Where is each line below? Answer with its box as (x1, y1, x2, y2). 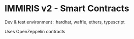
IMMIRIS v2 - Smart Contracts (4, 3, 129, 14)
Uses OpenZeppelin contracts (4, 28, 66, 34)
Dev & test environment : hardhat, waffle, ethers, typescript (4, 19, 125, 25)
